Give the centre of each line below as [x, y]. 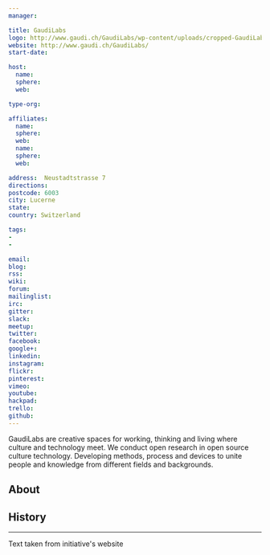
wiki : [17, 282]
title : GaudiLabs [37, 30]
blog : [17, 267]
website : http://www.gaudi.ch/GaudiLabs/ [79, 45]
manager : [23, 16]
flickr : [21, 371]
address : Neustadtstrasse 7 [57, 178]
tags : [17, 230]
